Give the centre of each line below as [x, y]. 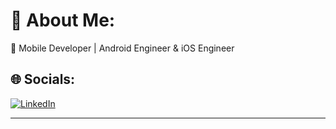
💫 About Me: [63, 20]
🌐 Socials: [43, 79]
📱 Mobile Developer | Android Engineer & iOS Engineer [122, 48]
